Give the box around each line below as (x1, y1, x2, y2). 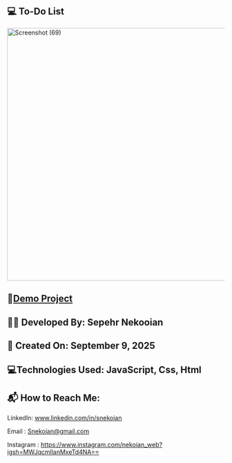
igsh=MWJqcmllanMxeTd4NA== (7, 448, 99, 456)
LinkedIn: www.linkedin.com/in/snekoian (7, 414, 122, 422)
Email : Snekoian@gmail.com (7, 427, 90, 435)
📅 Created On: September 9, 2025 (7, 339, 155, 351)
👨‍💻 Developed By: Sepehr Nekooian (7, 316, 164, 328)
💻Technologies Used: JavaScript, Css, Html (7, 364, 202, 376)
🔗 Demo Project (7, 293, 73, 305)
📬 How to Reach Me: (7, 392, 100, 404)
